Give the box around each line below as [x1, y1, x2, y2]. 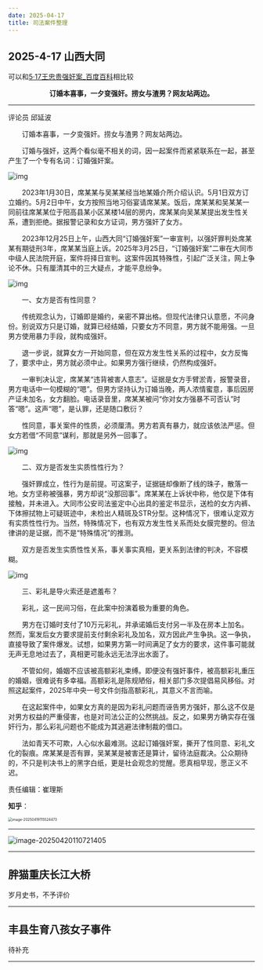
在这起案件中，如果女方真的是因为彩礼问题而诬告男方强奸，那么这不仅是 [21, 702, 255, 712]
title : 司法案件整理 [8, 19, 68, 27]
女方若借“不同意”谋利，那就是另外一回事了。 [8, 431, 152, 440]
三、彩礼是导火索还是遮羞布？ [21, 586, 118, 596]
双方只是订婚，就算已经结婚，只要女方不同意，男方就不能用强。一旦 [34, 322, 255, 331]
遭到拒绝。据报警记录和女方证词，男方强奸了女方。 [21, 217, 186, 227]
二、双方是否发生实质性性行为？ [21, 462, 125, 472]
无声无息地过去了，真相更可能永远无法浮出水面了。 [8, 649, 173, 659]
